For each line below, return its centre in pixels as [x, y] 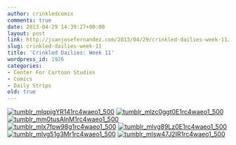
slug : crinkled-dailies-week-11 [54, 46]
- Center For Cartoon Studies [52, 72]
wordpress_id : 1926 [36, 60]
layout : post [26, 33]
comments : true [29, 20]
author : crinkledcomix [40, 14]
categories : [25, 66]
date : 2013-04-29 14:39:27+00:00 [56, 27]
